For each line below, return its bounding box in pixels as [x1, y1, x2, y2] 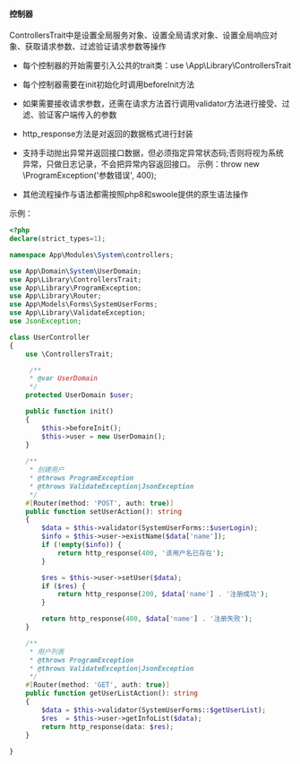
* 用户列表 [29, 647, 64, 656]
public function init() [25, 407, 115, 416]
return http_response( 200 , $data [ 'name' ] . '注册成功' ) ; [56, 590, 269, 599]
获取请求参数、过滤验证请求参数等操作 [24, 41, 167, 52]
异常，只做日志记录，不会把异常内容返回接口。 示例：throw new [21, 159, 260, 169]
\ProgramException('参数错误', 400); [21, 170, 157, 181]
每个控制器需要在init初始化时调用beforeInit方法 [21, 79, 195, 90]
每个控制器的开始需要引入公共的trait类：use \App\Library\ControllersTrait [21, 60, 292, 71]
